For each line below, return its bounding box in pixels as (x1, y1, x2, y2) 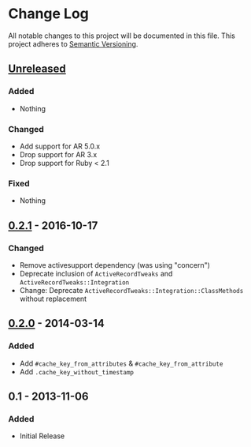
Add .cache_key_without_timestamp (19, 366, 134, 376)
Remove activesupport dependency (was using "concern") (19, 260, 211, 269)
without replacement (19, 294, 87, 303)
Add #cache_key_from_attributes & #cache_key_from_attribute (19, 359, 223, 368)
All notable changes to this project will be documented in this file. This (8, 31, 236, 40)
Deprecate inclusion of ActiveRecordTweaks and (19, 269, 173, 278)
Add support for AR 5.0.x (19, 141, 101, 151)
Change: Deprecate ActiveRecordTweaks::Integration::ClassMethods (19, 285, 244, 295)
